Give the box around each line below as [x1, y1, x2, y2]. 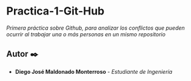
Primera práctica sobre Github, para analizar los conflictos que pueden [6, 24, 185, 31]
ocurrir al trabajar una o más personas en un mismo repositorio [6, 30, 166, 37]
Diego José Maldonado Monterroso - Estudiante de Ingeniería [15, 68, 173, 75]
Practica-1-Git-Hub [6, 4, 105, 18]
